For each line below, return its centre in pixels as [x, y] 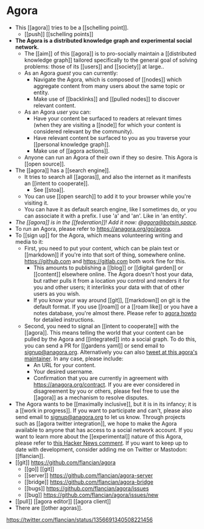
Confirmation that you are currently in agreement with [101, 378]
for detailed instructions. [64, 319]
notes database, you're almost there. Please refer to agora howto [115, 313]
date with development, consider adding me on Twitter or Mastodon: [101, 449]
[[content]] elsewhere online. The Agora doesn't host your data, [113, 274]
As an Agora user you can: [58, 112]
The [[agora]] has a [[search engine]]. [63, 170]
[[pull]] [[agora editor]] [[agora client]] [63, 501]
